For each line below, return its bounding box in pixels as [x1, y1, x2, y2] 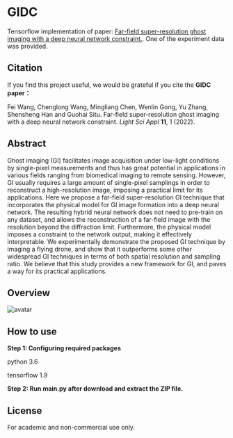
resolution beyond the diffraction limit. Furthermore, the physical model [7, 222, 211, 231]
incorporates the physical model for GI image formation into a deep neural [7, 200, 219, 209]
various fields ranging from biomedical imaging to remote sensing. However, [7, 171, 226, 179]
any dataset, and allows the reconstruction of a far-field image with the [7, 215, 211, 223]
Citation [7, 62, 43, 74]
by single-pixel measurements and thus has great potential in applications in [7, 163, 226, 172]
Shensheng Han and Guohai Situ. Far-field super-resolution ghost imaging [7, 110, 220, 118]
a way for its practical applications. [7, 267, 108, 275]
